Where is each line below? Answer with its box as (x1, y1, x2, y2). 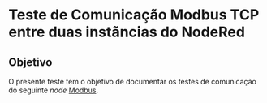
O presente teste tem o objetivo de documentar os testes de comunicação (8, 77, 257, 86)
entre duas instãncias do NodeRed (8, 23, 246, 41)
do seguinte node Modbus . (8, 85, 99, 95)
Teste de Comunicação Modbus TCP (8, 6, 260, 24)
